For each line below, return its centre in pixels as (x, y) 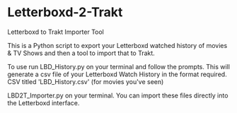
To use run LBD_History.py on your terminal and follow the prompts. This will (118, 66)
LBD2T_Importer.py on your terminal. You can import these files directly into (118, 95)
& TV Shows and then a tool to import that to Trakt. (81, 53)
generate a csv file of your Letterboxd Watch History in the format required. (117, 74)
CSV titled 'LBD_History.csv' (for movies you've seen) (86, 81)
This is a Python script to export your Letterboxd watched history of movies (117, 45)
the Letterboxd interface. (44, 102)
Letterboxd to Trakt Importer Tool (56, 32)
